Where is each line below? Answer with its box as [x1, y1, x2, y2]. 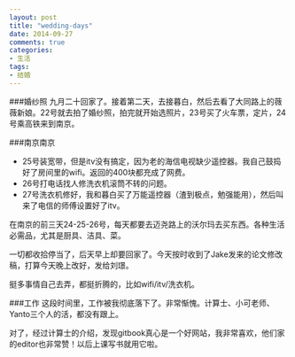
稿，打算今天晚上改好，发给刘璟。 [9, 260, 134, 270]
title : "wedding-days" [9, 21, 93, 30]
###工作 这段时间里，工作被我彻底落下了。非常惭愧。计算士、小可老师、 [9, 298, 275, 308]
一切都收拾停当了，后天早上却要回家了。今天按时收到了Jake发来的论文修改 [9, 249, 283, 260]
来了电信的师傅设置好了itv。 [21, 200, 125, 211]
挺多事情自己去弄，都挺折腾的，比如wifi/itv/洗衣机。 [9, 278, 199, 289]
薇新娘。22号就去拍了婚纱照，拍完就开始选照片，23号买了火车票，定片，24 [9, 107, 286, 118]
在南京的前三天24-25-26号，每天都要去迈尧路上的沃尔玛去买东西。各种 [9, 219, 270, 229]
